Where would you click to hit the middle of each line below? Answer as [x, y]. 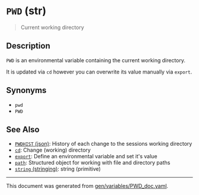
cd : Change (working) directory [52, 150]
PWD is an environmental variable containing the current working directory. [96, 60]
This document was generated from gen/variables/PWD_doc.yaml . [87, 186]
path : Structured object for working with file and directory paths [92, 163]
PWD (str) [26, 11]
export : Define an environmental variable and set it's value [86, 156]
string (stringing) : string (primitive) [58, 169]
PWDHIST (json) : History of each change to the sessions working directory [103, 144]
